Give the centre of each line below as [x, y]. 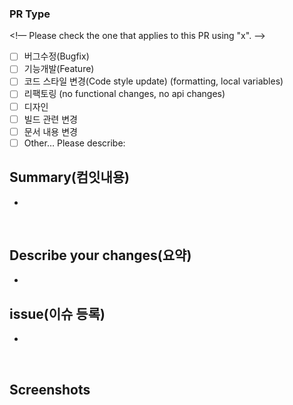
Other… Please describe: [74, 143]
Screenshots [50, 389]
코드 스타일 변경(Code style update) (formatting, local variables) [153, 81]
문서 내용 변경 [50, 131]
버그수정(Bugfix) [56, 56]
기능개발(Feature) [59, 69]
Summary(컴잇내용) [69, 177]
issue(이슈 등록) [57, 313]
